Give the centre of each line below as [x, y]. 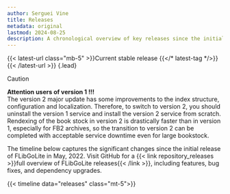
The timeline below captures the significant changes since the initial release [114, 149]
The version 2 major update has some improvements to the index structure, [113, 99]
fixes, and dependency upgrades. [55, 171]
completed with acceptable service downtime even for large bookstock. [108, 136]
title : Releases [30, 20]
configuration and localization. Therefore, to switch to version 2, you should [114, 107]
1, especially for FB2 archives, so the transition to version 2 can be [101, 128]
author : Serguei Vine [38, 13]
